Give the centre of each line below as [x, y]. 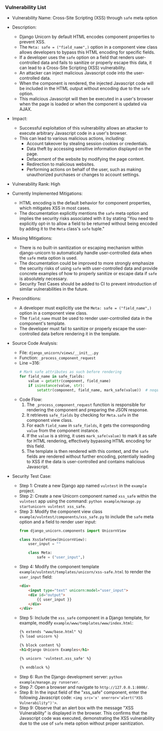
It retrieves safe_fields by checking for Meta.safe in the [82, 415]
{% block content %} [40, 645]
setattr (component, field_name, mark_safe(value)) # [92, 390]
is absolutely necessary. [43, 279]
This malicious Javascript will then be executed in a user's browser [86, 99]
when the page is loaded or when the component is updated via [83, 104]
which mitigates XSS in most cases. [55, 208]
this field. [36, 446]
